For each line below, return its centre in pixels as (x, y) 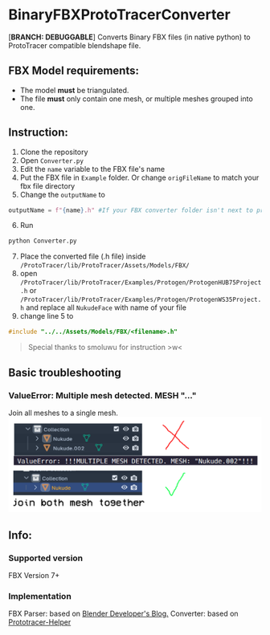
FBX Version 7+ (34, 576)
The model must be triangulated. (74, 90)
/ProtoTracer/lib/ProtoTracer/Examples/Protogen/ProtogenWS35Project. (141, 300)
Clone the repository (54, 152)
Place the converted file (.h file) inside (83, 256)
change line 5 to (47, 316)
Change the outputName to (63, 194)
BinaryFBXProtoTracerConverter (119, 15)
